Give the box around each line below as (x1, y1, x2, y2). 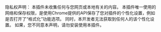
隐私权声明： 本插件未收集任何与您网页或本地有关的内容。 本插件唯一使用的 (5, 4, 156, 10)
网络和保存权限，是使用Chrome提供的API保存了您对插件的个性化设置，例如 (5, 10, 155, 16)
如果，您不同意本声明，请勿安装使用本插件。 (14, 22, 104, 28)
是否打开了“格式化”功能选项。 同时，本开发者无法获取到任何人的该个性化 (5, 16, 150, 21)
